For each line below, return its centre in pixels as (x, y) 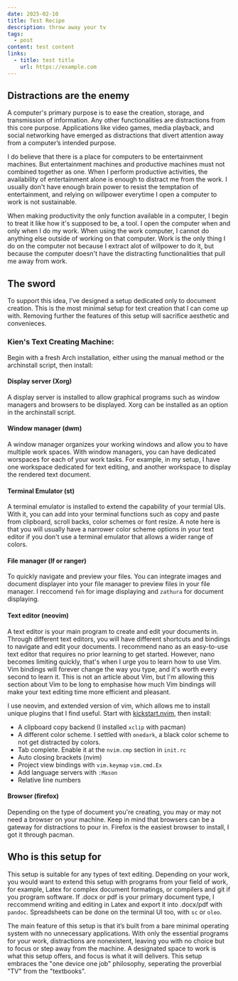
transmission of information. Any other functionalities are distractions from (116, 120)
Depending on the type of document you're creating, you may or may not (114, 812)
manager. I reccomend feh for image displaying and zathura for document (115, 592)
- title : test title (44, 60)
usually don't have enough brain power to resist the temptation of (103, 187)
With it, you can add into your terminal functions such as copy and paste (113, 514)
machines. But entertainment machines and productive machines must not (116, 164)
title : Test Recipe (36, 21)
